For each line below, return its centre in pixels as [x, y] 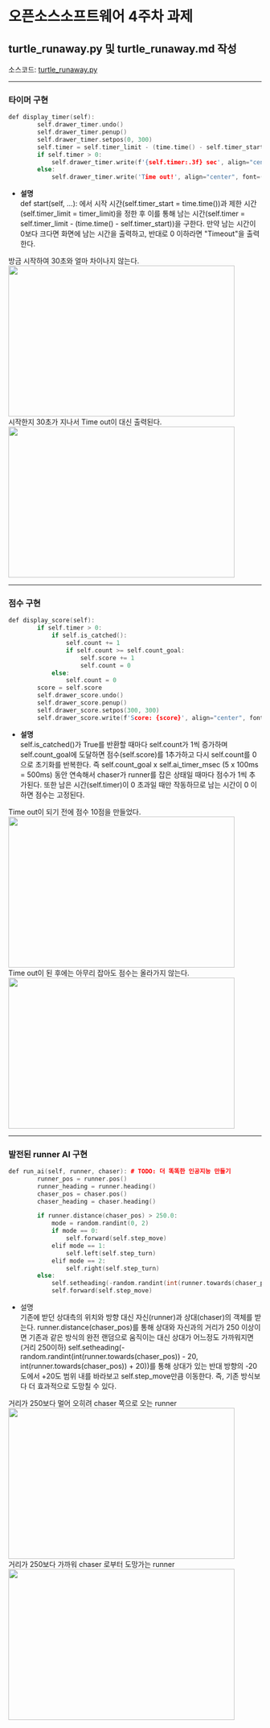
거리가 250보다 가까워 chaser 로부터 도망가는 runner [92, 1565]
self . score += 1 [107, 658]
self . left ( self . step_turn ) [111, 1253]
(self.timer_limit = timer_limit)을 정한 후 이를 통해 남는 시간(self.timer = [133, 213]
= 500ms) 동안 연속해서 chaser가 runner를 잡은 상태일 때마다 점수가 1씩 [133, 775]
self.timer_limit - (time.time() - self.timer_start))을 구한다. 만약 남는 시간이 [138, 224]
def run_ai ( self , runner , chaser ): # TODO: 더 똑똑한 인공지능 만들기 [120, 1172]
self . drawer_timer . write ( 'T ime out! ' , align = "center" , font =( [157, 177]
